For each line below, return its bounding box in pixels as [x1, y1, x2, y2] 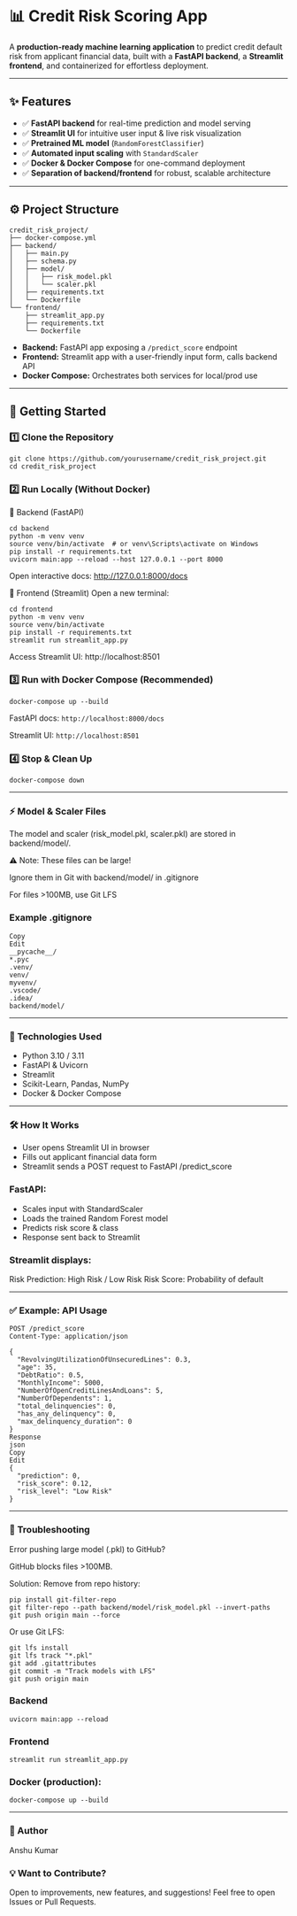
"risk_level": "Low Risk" [17, 1487, 113, 1496]
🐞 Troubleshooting [9, 1524, 90, 1536]
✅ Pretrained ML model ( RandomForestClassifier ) [21, 137, 205, 148]
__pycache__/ [9, 947, 57, 956]
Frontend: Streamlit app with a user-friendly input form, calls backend [21, 351, 278, 362]
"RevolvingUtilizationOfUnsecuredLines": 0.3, [17, 1356, 192, 1364]
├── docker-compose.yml [9, 233, 97, 243]
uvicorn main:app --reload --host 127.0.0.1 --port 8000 [9, 554, 224, 564]
